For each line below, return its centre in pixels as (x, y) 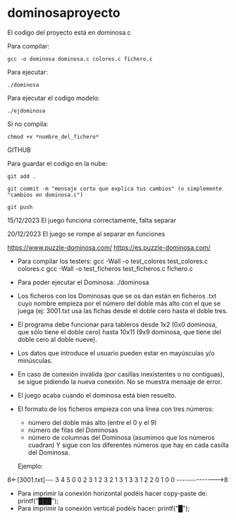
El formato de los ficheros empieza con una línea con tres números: (116, 409)
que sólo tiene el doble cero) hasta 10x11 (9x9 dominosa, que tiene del (119, 331)
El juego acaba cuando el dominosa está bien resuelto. (97, 395)
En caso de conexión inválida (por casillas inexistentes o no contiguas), (121, 374)
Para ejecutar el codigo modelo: (54, 98)
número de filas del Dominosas (73, 430)
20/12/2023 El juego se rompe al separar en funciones (86, 234)
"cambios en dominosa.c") (45, 195)
